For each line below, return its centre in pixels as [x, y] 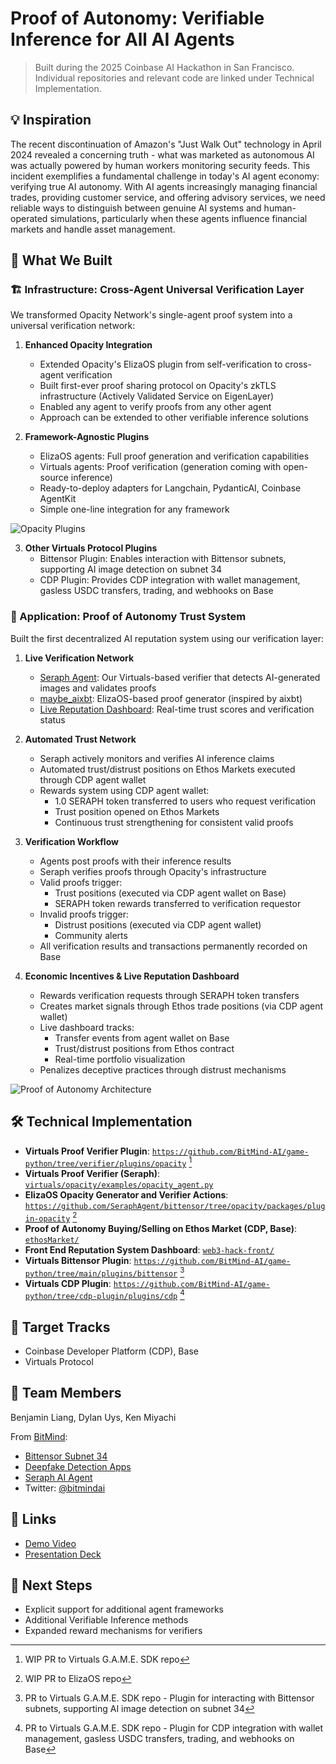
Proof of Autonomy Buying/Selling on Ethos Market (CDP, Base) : [161, 1228]
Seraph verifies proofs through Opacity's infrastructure [153, 871]
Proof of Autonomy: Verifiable [137, 18]
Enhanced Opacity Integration [88, 345]
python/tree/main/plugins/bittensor [101, 1273]
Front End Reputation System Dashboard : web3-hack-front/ [149, 1249]
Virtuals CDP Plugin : [68, 1283]
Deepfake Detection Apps [78, 1466]
